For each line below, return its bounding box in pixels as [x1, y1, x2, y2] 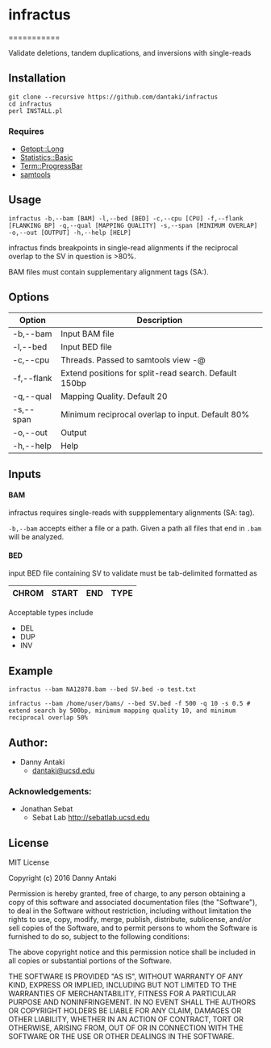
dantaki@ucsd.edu [31, 765, 95, 776]
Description [136, 314, 183, 325]
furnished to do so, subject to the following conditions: [8, 932, 190, 941]
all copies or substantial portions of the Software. [8, 956, 172, 966]
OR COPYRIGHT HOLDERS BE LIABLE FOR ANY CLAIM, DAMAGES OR [8, 1006, 242, 1016]
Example [8, 664, 53, 677]
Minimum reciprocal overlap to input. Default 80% [60, 409, 250, 420]
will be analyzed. [8, 532, 65, 542]
